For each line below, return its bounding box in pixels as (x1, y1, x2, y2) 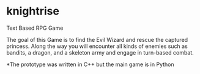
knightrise (6, 4, 60, 18)
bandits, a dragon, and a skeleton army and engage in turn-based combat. (6, 49, 194, 56)
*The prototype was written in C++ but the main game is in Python (6, 61, 174, 68)
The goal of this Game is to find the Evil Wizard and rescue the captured (6, 36, 188, 43)
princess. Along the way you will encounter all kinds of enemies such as (6, 42, 188, 50)
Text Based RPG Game (6, 24, 64, 32)
